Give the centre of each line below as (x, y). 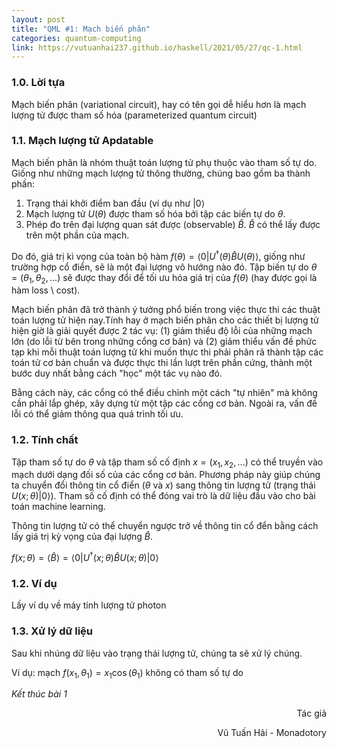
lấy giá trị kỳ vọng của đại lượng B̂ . (82, 537)
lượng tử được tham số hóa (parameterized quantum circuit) (134, 115)
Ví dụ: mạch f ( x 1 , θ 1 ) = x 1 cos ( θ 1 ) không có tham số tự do (127, 673)
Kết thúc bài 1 (39, 694)
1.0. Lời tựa (38, 83)
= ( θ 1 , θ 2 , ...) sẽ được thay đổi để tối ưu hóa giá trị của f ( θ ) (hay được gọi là (164, 278)
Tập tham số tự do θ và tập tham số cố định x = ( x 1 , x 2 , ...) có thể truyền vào (167, 463)
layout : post (38, 19)
